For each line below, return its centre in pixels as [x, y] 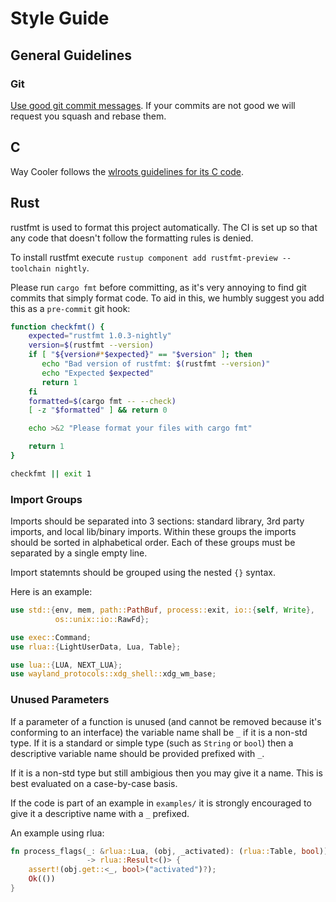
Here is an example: [51, 592]
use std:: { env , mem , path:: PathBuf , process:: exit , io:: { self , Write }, [163, 610]
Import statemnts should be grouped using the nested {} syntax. [143, 573]
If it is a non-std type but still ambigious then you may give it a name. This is [166, 773]
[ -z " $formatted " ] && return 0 [98, 410]
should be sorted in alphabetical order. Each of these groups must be [153, 543]
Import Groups [46, 499]
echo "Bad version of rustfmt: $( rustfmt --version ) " [156, 364]
